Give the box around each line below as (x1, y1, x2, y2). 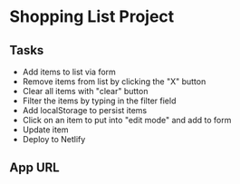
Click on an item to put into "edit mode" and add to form (22, 115, 232, 125)
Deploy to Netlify (22, 134, 86, 144)
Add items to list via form (22, 66, 116, 77)
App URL (9, 160, 61, 176)
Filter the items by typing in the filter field (22, 95, 177, 106)
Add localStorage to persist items (22, 105, 148, 115)
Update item (22, 124, 70, 135)
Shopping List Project (9, 6, 175, 27)
